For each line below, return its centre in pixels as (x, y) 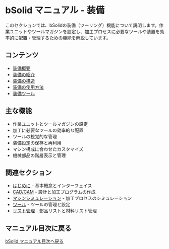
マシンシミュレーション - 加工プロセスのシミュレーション (72, 198)
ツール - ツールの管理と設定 (41, 205)
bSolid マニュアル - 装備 (55, 10)
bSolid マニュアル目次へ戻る (35, 241)
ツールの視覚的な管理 (35, 136)
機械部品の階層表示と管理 (39, 155)
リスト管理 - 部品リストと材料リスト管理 (55, 211)
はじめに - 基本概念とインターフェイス (52, 186)
